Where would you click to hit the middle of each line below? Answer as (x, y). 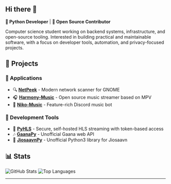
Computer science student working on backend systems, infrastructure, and (85, 32)
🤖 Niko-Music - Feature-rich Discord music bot (62, 104)
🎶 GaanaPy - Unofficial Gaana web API (53, 134)
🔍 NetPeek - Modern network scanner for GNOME (66, 89)
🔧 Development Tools (32, 117)
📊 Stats (18, 156)
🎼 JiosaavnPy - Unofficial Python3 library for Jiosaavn (70, 140)
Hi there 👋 (21, 9)
